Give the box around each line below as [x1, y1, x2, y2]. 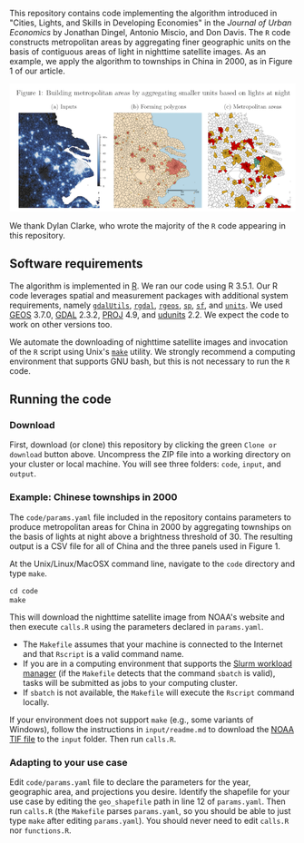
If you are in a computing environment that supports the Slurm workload [22, 658, 293, 669]
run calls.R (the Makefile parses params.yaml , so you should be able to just [9, 805, 291, 816]
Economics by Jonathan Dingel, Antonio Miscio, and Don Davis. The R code [9, 27, 291, 37]
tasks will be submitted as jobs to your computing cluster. [22, 677, 239, 688]
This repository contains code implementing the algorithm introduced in [9, 8, 278, 18]
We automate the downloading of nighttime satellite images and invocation [9, 336, 289, 348]
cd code [9, 586, 39, 595]
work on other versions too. [9, 319, 113, 329]
